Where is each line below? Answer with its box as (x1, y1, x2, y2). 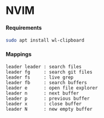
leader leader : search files (5, 64, 82, 70)
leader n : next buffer (5, 90, 79, 97)
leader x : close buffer (5, 101, 82, 107)
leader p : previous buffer (5, 96, 90, 102)
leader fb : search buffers (5, 80, 87, 86)
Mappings (5, 50, 32, 57)
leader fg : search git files (5, 69, 93, 76)
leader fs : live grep (5, 74, 74, 80)
